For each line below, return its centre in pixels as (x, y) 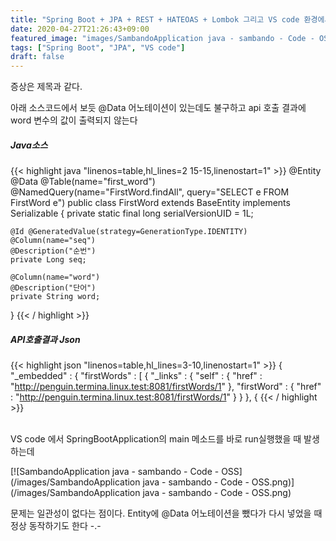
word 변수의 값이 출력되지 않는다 (74, 120)
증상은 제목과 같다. (46, 87)
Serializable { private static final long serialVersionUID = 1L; (132, 213)
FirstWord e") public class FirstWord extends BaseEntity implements (150, 203)
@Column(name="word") (55, 277)
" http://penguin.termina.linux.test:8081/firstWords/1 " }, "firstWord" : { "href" (166, 387)
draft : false (37, 57)
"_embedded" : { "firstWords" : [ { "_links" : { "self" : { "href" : (136, 376)
